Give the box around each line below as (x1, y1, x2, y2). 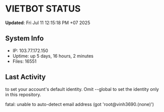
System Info (5, 34, 44, 43)
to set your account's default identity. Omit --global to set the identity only (5, 86, 159, 92)
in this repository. (5, 91, 41, 97)
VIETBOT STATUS (5, 3, 81, 15)
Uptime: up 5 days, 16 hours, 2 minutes (12, 53, 94, 59)
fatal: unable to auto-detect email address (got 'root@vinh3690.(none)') (5, 101, 154, 107)
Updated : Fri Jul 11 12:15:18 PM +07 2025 (5, 20, 91, 26)
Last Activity (5, 73, 46, 81)
